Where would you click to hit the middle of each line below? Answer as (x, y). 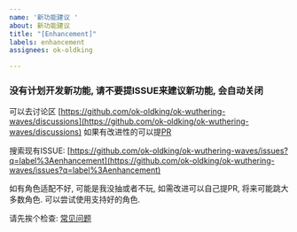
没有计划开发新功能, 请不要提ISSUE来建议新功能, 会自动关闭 (137, 91)
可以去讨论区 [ (35, 112)
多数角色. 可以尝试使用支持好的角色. (75, 199)
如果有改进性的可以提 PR (128, 132)
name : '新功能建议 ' (43, 17)
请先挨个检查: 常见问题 (50, 219)
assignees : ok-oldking (51, 50)
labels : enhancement (47, 42)
